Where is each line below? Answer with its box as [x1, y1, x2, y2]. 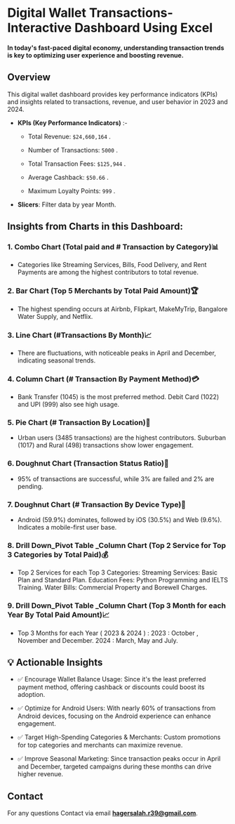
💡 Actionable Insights [7, 657, 103, 669]
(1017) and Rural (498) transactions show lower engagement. [17, 441, 194, 450]
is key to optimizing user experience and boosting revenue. [7, 51, 184, 59]
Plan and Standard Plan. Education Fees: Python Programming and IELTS [17, 576, 228, 584]
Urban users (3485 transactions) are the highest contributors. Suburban [17, 433, 227, 442]
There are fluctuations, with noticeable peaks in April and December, [17, 348, 216, 357]
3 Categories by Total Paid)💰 [7, 549, 109, 559]
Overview [7, 72, 51, 84]
